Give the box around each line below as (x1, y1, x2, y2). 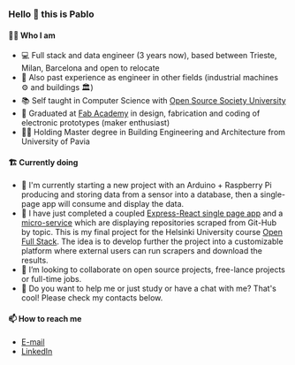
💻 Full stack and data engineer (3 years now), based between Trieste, (20, 50, 277, 61)
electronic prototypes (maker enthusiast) (20, 118, 170, 128)
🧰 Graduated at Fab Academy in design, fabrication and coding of (20, 108, 261, 118)
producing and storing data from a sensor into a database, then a (20, 189, 258, 200)
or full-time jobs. (20, 274, 82, 285)
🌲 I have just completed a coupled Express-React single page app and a (20, 208, 284, 219)
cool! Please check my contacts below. (20, 293, 163, 303)
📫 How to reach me (8, 313, 82, 323)
